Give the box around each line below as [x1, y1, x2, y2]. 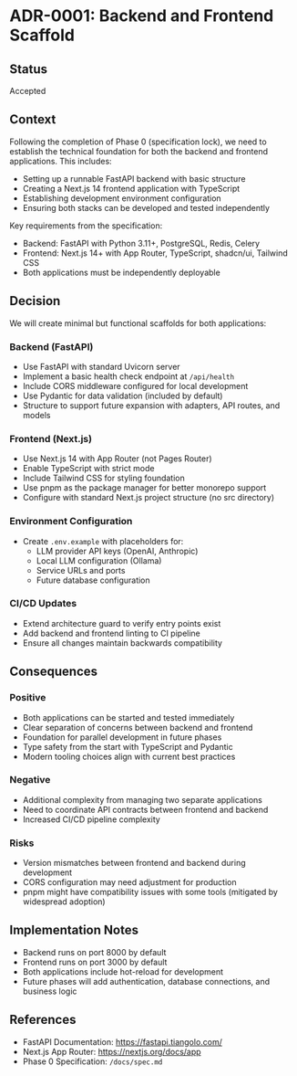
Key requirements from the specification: [9, 220, 163, 231]
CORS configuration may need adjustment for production [22, 877, 237, 888]
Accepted [9, 86, 46, 96]
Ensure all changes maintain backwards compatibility [22, 637, 223, 649]
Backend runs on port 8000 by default [22, 946, 167, 957]
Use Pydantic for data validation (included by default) [22, 390, 223, 401]
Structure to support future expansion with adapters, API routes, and [22, 399, 281, 411]
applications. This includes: [9, 155, 112, 166]
